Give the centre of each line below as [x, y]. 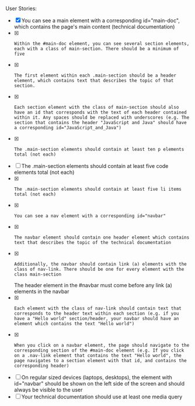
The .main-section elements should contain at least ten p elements [99, 149]
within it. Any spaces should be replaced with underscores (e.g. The [102, 118]
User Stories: [21, 8]
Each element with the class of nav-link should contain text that [97, 308]
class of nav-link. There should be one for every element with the [99, 269]
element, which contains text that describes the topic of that [94, 81]
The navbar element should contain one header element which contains [102, 238]
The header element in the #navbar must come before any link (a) [93, 285]
